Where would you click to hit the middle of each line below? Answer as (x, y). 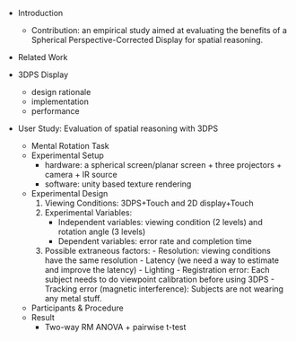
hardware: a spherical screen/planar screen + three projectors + (163, 165)
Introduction (40, 13)
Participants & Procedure (77, 308)
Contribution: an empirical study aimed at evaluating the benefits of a (159, 30)
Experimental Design (70, 193)
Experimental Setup (68, 155)
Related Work (43, 57)
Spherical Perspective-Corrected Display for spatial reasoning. (147, 40)
